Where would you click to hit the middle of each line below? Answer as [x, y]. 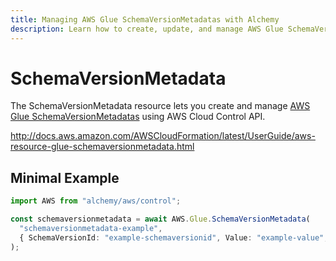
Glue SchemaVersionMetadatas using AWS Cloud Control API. [138, 117]
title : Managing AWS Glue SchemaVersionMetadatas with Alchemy [145, 19]
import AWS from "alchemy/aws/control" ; [96, 201]
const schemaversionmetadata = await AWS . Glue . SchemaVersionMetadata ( [160, 219]
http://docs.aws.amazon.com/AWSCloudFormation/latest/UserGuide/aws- [163, 136]
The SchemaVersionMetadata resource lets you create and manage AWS [160, 106]
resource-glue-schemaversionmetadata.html [102, 147]
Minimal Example [65, 177]
